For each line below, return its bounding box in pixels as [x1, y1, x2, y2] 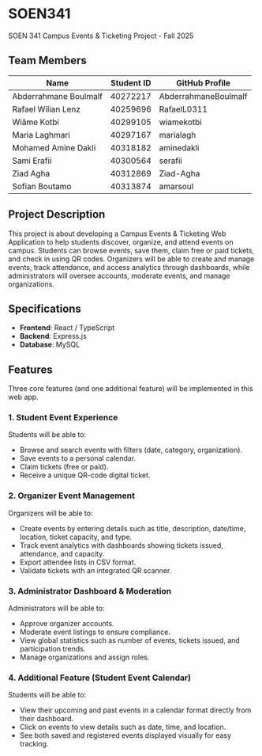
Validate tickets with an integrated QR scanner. [19, 565, 172, 575]
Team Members [8, 54, 87, 67]
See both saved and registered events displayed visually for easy [19, 731, 231, 740]
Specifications [8, 302, 81, 315]
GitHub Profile [176, 77, 231, 88]
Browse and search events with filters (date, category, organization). [19, 445, 243, 455]
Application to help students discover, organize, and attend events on [8, 237, 234, 246]
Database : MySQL [19, 340, 80, 349]
